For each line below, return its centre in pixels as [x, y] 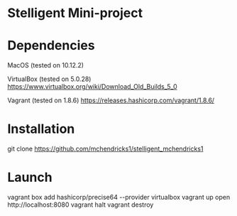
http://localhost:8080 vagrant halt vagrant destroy [81, 205]
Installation [41, 129]
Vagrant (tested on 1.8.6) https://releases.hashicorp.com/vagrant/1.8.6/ [111, 100]
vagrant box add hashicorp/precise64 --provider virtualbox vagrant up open [119, 197]
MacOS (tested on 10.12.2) [45, 65]
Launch [30, 177]
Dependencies [51, 46]
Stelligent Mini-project [75, 13]
